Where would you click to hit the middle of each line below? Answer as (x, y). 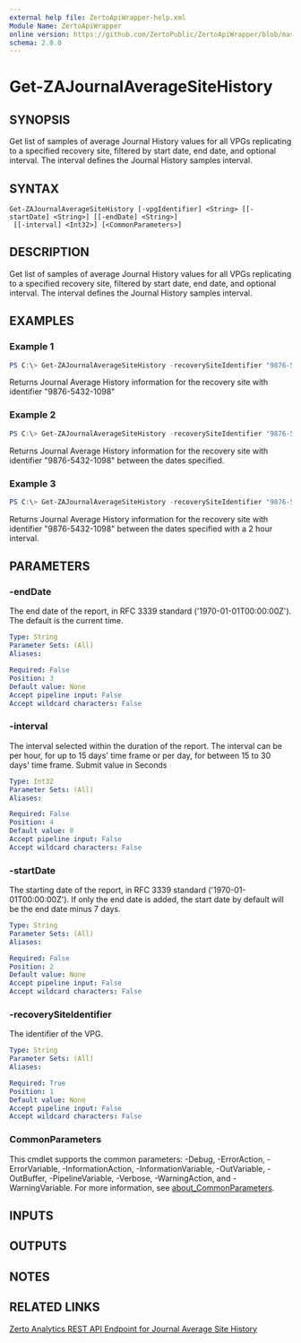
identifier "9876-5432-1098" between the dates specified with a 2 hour (141, 529)
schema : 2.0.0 (36, 43)
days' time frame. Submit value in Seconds (88, 765)
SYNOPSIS (40, 120)
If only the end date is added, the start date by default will (177, 900)
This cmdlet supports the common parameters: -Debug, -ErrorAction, (138, 1159)
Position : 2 (31, 967)
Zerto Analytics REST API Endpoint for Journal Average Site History (133, 1329)
